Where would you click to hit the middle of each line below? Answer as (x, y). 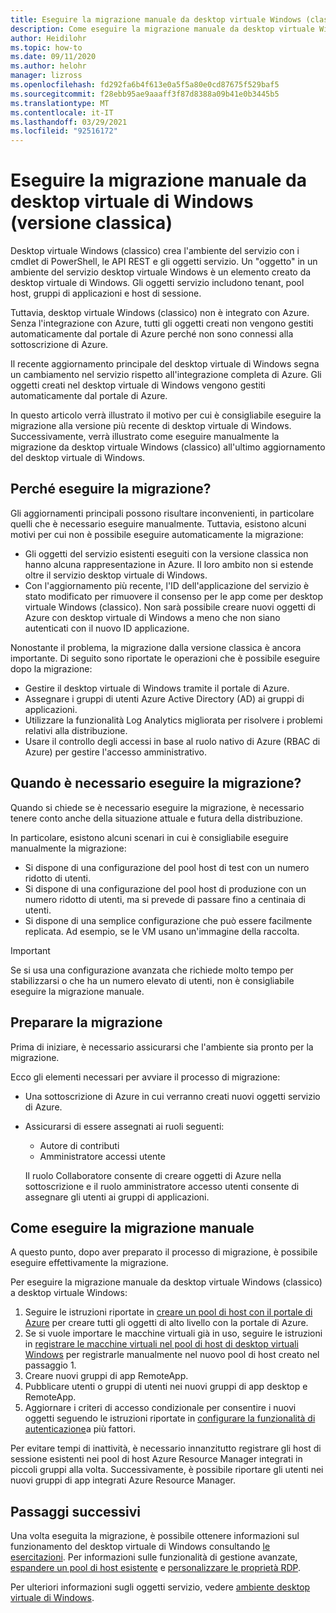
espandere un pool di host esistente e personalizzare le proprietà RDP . (156, 1568)
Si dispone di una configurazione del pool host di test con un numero (167, 867)
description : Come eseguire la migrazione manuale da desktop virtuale (162, 29)
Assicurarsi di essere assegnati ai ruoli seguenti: (124, 1126)
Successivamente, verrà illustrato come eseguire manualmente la (145, 437)
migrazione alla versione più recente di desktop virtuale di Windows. (151, 426)
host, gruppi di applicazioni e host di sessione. (106, 293)
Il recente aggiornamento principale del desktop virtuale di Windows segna (165, 364)
